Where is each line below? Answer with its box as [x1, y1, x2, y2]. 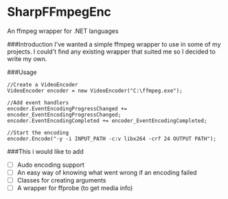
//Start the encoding [7, 129, 69, 136]
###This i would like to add [7, 147, 84, 155]
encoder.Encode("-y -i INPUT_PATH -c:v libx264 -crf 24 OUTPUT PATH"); [7, 135, 216, 142]
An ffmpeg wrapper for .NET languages [7, 27, 119, 35]
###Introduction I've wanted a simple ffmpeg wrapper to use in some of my [7, 40, 221, 48]
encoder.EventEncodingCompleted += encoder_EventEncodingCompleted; [7, 117, 207, 124]
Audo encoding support [16, 161, 84, 169]
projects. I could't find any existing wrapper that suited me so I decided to [7, 47, 216, 56]
